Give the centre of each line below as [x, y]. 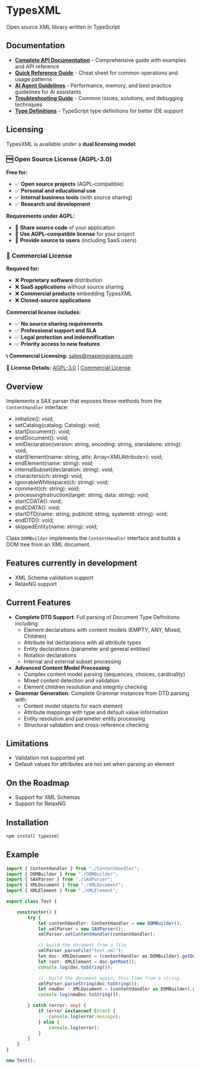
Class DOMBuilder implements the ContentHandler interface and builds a [93, 538]
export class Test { [32, 901]
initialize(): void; [34, 419]
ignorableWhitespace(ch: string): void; [62, 482]
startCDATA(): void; [38, 501]
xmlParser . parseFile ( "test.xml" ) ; [81, 951]
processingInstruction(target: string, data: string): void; [82, 495]
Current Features [39, 603]
